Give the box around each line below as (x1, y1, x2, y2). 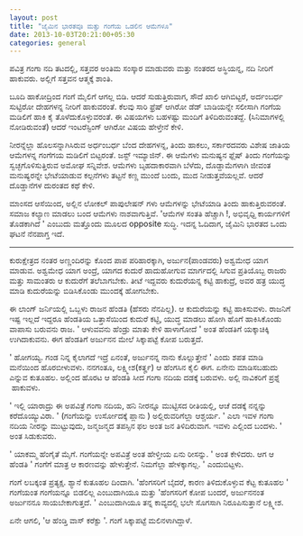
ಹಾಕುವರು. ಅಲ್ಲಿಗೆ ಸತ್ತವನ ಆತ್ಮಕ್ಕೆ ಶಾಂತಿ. (9, 73, 114, 84)
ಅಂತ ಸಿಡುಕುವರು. (9, 431, 57, 441)
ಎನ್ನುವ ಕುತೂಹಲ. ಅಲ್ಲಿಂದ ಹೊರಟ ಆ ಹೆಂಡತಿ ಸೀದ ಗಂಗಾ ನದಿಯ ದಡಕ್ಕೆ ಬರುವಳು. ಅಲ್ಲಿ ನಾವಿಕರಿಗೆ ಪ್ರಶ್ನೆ (9, 372, 280, 383)
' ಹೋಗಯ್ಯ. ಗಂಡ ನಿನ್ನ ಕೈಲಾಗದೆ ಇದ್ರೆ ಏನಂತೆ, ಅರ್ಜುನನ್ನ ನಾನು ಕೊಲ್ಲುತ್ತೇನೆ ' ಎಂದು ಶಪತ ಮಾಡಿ (9, 352, 264, 363)
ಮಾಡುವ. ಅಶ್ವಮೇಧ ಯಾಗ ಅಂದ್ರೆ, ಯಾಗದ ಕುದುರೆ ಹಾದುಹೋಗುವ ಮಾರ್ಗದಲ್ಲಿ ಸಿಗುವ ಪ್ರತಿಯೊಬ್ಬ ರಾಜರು (9, 265, 287, 276)
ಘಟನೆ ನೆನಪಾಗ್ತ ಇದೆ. (9, 229, 65, 240)
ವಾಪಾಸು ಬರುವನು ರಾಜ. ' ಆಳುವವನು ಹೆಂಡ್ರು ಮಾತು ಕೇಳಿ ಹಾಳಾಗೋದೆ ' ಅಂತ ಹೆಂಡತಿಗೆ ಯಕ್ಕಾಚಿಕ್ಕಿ (9, 323, 270, 334)
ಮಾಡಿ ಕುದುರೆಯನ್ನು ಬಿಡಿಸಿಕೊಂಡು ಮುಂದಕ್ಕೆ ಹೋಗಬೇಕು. (9, 286, 160, 296)
